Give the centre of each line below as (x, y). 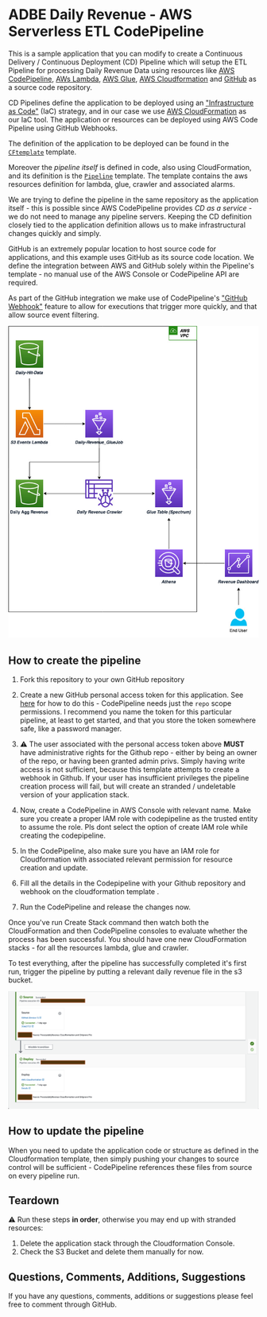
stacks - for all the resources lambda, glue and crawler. (99, 947)
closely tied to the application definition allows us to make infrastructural (127, 225)
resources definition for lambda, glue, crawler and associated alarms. (122, 184)
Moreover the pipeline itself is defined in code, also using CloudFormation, (130, 167)
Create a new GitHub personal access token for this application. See (132, 695)
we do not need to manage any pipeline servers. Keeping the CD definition (130, 216)
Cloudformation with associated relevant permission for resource (126, 859)
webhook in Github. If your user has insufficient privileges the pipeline (134, 777)
